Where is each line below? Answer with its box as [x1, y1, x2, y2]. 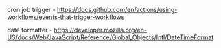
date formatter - [7, 26, 53, 34]
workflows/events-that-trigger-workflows [7, 13, 125, 21]
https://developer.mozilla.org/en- [54, 26, 148, 34]
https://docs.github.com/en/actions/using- [57, 6, 178, 14]
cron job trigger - [7, 6, 56, 14]
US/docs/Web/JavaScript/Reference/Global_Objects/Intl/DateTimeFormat [7, 33, 214, 41]
